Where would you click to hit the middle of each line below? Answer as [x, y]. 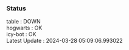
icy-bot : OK [21, 34]
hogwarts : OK [24, 28]
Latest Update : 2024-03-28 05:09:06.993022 [64, 41]
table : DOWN [23, 22]
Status [16, 8]
